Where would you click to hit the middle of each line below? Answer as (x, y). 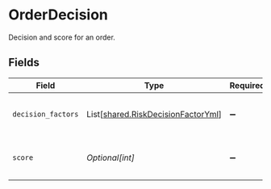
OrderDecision (58, 15)
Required (247, 85)
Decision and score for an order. (62, 37)
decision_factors (46, 114)
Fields (24, 63)
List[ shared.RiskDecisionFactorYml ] (154, 114)
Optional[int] (110, 157)
